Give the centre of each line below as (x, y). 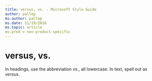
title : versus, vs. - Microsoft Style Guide (51, 9)
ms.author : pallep (24, 18)
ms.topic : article (24, 27)
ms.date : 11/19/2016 (26, 23)
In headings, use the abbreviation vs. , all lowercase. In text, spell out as (76, 69)
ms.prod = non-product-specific (38, 32)
